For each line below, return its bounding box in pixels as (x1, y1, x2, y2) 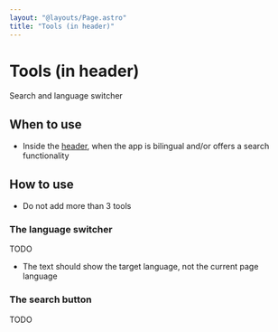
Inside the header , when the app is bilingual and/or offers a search (22, 141, 270, 152)
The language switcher (9, 223, 113, 235)
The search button (9, 293, 92, 306)
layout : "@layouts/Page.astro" (9, 13, 127, 23)
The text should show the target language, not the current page (22, 261, 259, 272)
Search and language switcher (9, 90, 124, 101)
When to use (9, 117, 83, 132)
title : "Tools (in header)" (9, 22, 116, 31)
